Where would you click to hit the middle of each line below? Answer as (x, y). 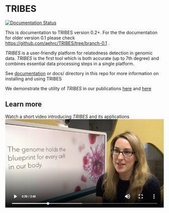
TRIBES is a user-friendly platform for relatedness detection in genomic (79, 53)
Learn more (24, 104)
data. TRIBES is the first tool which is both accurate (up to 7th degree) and (82, 58)
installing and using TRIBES (33, 79)
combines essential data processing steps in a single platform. (70, 63)
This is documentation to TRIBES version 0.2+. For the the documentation (81, 32)
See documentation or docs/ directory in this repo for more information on (82, 73)
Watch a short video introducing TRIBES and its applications (67, 116)
